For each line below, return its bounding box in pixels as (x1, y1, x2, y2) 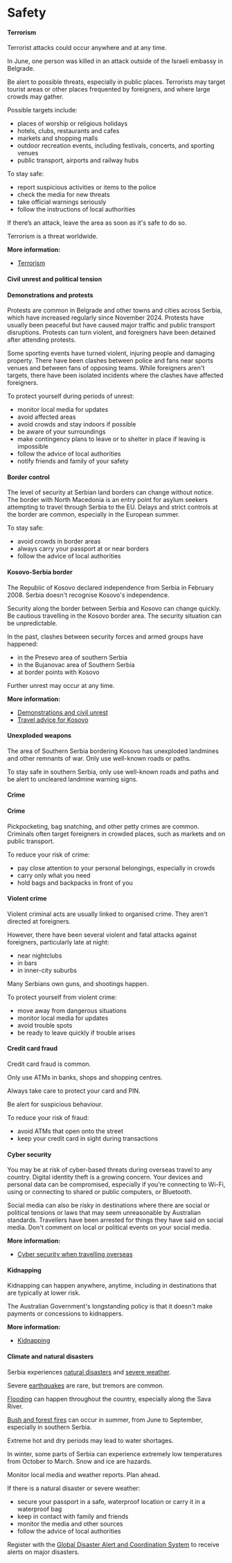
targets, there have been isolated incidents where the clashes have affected (7, 371, 224, 379)
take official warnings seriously (17, 198, 107, 206)
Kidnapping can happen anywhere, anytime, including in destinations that (7, 1281, 217, 1290)
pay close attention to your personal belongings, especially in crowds (17, 863, 215, 872)
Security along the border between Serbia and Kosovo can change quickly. (7, 604, 222, 612)
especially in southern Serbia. (7, 1423, 92, 1431)
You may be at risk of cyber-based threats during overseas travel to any (7, 1166, 213, 1174)
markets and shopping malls (17, 134, 98, 143)
